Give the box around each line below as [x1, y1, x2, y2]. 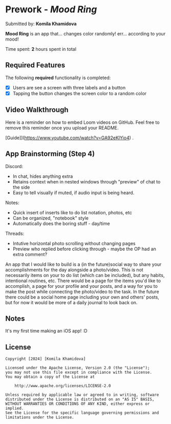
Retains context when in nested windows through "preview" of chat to [12, 178, 161, 185]
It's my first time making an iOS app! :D [5, 328, 88, 334]
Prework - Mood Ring [5, 4, 97, 15]
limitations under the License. [5, 415, 74, 420]
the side [12, 184, 30, 190]
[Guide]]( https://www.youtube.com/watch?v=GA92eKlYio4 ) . [5, 135, 134, 141]
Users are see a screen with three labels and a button [12, 84, 126, 90]
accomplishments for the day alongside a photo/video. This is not [5, 266, 143, 273]
